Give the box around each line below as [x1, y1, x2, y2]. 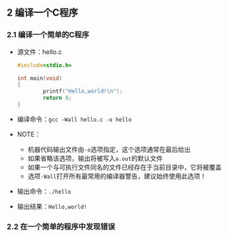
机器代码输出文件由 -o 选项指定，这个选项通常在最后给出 [27, 145, 190, 153]
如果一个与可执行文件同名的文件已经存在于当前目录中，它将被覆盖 [27, 162, 222, 171]
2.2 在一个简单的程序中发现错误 [6, 222, 116, 232]
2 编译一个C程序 [6, 6, 78, 19]
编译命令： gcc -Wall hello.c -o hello [16, 115, 132, 123]
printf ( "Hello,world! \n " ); [43, 88, 123, 95]
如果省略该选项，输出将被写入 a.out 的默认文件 [27, 154, 163, 162]
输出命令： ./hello [16, 187, 71, 195]
